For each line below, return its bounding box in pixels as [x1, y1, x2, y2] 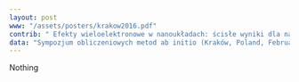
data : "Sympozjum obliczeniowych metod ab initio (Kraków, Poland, [9, 37, 265, 47]
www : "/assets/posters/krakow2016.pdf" [9, 21, 158, 30]
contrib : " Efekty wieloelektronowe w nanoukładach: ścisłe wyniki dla [9, 29, 280, 38]
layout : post [9, 12, 58, 22]
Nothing [9, 62, 39, 73]
